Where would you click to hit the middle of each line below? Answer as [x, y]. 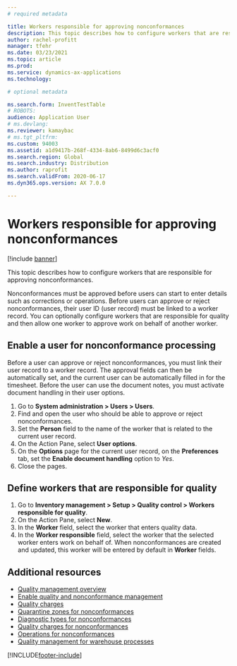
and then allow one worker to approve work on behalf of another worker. [113, 323]
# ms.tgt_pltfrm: [33, 137]
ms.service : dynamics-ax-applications [64, 72]
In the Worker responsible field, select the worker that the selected [115, 535]
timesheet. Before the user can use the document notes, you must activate [116, 385]
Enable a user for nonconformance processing [112, 346]
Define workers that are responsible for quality [112, 488]
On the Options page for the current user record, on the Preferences [118, 451]
